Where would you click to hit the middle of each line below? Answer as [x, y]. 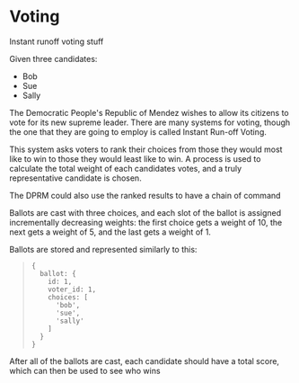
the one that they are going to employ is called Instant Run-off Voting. [138, 131]
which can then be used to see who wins [85, 370]
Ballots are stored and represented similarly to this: [103, 249]
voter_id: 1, [72, 289]
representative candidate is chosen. [75, 178]
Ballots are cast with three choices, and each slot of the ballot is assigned [145, 212]
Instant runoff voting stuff [57, 41]
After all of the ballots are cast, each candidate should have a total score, [145, 361]
